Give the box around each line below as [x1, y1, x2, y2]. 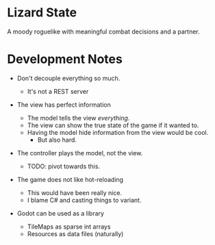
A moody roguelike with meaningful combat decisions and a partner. [7, 27, 200, 36]
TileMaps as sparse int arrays [27, 222, 111, 231]
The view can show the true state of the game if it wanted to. [27, 121, 199, 129]
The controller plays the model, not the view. [16, 149, 143, 157]
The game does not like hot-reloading [16, 175, 124, 183]
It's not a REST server [27, 87, 89, 95]
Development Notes [7, 51, 123, 67]
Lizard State [7, 5, 77, 21]
